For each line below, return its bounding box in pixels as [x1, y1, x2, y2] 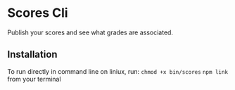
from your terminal [7, 75, 61, 83]
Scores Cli [7, 5, 68, 21]
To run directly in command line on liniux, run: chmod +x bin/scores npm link [7, 67, 229, 75]
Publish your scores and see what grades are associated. [7, 28, 174, 37]
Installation [7, 49, 58, 60]
